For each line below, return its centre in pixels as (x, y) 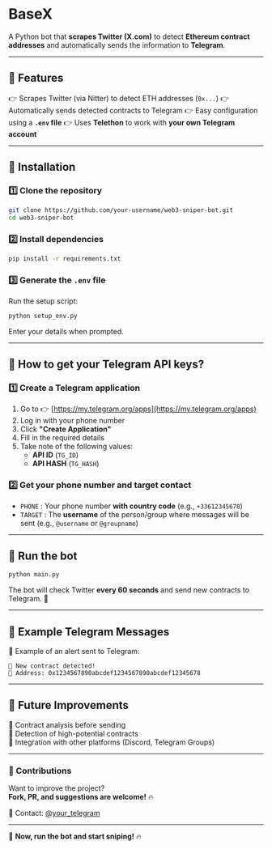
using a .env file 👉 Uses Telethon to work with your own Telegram (122, 122)
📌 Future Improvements (69, 705)
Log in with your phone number (72, 421)
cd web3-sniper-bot (41, 218)
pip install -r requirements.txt (65, 259)
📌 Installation (42, 167)
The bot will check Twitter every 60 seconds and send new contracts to (129, 590)
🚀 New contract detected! (52, 666)
